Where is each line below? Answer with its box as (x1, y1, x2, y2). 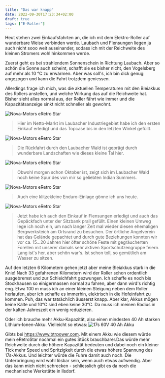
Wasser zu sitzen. (17, 255, 54, 261)
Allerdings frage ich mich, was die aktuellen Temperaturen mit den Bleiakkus (5, 85, 161, 92)
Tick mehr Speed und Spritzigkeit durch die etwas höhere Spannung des (5, 347, 153, 353)
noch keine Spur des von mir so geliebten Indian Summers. (17, 174, 137, 181)
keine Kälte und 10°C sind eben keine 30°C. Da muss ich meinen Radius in (5, 302, 156, 308)
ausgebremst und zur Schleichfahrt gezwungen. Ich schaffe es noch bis (5, 275, 152, 281)
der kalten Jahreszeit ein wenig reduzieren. (5, 307, 93, 313)
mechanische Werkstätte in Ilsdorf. (5, 368, 76, 374)
